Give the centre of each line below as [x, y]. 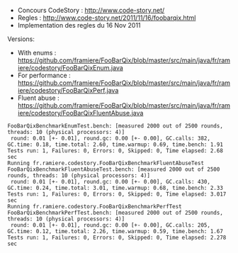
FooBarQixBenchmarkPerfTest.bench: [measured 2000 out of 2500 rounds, [115, 213]
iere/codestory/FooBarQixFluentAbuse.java [80, 113]
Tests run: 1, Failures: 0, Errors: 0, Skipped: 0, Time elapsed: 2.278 [117, 237]
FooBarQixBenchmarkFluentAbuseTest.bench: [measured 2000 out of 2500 [114, 169]
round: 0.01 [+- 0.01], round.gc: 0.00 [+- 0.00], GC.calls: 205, [110, 225]
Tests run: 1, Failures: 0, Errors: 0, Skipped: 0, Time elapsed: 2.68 [115, 151]
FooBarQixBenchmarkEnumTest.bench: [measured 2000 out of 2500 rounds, [115, 126]
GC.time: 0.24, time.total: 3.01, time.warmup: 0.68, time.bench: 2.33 [115, 188]
